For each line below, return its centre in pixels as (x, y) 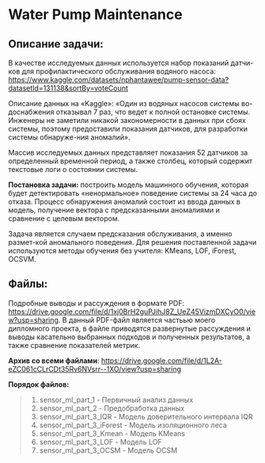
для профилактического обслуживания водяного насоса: (119, 71)
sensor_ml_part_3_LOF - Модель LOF (100, 442)
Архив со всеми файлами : (54, 360)
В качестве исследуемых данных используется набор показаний (119, 63)
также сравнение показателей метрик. (74, 345)
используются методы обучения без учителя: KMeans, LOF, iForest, (122, 251)
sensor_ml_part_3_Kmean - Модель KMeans (112, 433)
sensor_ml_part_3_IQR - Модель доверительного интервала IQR (146, 416)
